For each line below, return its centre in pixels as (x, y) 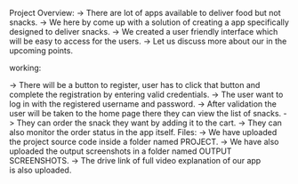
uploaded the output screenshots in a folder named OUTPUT (121, 151)
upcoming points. (41, 51)
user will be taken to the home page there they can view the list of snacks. (145, 113)
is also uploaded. (40, 170)
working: (25, 68)
